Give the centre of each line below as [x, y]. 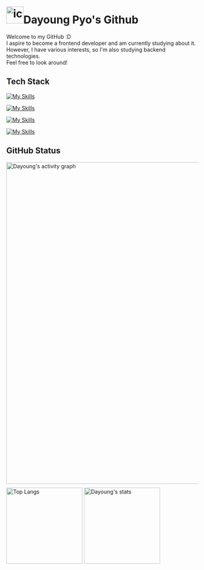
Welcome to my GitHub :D [39, 36]
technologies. [23, 56]
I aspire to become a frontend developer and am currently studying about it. [101, 43]
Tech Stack [28, 82]
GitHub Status [33, 151]
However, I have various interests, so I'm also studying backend [86, 49]
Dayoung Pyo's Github [81, 20]
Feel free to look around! [37, 62]
